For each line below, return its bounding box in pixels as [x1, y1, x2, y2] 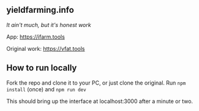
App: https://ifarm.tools [6, 33, 66, 40]
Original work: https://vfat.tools [6, 45, 85, 52]
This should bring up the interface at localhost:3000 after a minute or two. [6, 98, 193, 105]
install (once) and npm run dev [6, 85, 87, 93]
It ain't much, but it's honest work [6, 21, 91, 28]
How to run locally [6, 63, 77, 73]
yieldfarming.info [6, 5, 75, 15]
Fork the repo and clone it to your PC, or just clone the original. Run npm [6, 79, 186, 86]
